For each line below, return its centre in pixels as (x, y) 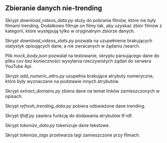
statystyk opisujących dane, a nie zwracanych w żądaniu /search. (73, 46)
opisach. (14, 96)
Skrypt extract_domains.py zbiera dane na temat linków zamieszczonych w (83, 91)
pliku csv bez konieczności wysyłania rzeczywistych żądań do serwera (78, 61)
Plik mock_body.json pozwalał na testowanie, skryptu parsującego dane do (82, 55)
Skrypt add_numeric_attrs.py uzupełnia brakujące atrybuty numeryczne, (80, 76)
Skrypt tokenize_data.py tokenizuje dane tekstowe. (58, 125)
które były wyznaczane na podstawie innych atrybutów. (62, 81)
